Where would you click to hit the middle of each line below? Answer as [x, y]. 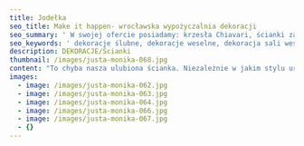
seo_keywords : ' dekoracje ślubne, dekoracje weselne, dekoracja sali [145, 43]
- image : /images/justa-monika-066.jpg [93, 111]
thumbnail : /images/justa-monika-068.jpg [89, 60]
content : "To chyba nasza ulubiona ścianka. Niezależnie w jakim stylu [147, 69]
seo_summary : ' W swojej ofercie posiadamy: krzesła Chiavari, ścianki [147, 34]
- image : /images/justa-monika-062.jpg [93, 85]
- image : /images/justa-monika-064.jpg [93, 102]
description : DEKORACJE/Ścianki [70, 52]
